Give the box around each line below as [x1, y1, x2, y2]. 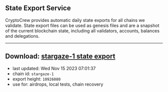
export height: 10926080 [12, 76, 61, 82]
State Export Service [5, 4, 71, 12]
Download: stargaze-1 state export [5, 52, 115, 61]
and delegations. [5, 33, 40, 39]
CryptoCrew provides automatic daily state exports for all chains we [5, 17, 145, 23]
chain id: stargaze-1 [12, 71, 54, 77]
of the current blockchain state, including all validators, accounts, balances [5, 27, 160, 34]
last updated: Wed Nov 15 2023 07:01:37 [12, 65, 96, 71]
